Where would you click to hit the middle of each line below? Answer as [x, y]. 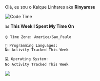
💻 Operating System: [27, 59]
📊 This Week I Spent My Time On [40, 26]
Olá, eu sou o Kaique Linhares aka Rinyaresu [50, 7]
